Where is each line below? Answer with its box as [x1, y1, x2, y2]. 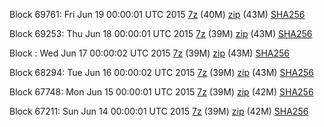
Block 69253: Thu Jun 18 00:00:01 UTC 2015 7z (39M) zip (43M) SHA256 [9, 28, 313, 39]
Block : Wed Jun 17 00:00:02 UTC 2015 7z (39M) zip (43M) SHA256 [9, 47, 290, 59]
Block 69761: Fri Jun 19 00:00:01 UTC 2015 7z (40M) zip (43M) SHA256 [9, 9, 306, 20]
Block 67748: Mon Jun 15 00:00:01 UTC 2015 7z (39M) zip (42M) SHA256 [9, 86, 314, 98]
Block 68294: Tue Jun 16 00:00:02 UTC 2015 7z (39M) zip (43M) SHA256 [9, 67, 314, 78]
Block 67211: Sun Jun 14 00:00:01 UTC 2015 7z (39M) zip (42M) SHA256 [9, 105, 309, 117]
